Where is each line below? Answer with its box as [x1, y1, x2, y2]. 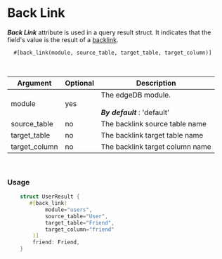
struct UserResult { [20, 193, 80, 201]
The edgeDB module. [100, 90, 171, 100]
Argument [17, 78, 52, 88]
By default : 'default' [100, 107, 170, 117]
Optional [65, 78, 95, 88]
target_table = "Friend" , [44, 219, 115, 226]
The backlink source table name [100, 119, 207, 128]
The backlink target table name [100, 130, 204, 140]
